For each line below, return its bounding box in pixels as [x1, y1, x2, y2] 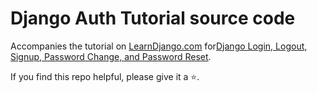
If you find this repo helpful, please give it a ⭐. [10, 70, 200, 82]
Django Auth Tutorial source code [10, 7, 296, 30]
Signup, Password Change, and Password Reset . [10, 50, 212, 62]
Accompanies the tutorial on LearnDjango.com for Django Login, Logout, [10, 40, 308, 52]
